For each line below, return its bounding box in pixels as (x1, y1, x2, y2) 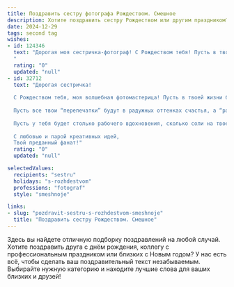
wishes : (7, 36, 30, 43)
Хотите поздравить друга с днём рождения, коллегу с (7, 243, 169, 251)
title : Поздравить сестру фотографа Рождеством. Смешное (7, 10, 176, 17)
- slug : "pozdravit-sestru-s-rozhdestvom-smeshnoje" (7, 210, 164, 217)
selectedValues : (7, 165, 54, 172)
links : (7, 203, 26, 211)
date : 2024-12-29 (7, 23, 58, 30)
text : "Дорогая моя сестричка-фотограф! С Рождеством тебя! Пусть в (13, 49, 217, 56)
